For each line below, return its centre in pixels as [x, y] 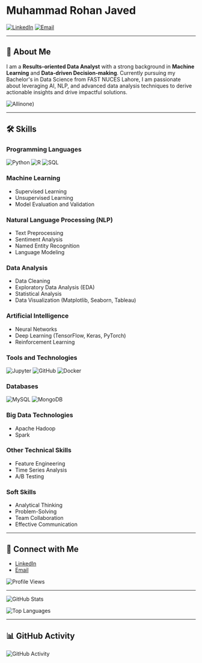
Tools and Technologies [42, 357]
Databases [22, 386]
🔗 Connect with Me [43, 549]
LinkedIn [26, 563]
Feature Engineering [40, 463]
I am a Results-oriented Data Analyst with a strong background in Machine [100, 66]
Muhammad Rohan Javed [71, 11]
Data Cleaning [32, 281]
